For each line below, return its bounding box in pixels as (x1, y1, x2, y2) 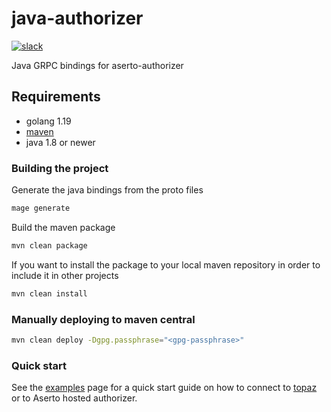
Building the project (11, 161, 109, 175)
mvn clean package (11, 240, 88, 251)
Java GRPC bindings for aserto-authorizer (11, 59, 184, 71)
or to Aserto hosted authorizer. (11, 392, 138, 404)
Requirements (11, 88, 101, 106)
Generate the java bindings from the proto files (11, 184, 204, 196)
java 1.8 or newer (25, 136, 96, 148)
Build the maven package (11, 221, 116, 233)
